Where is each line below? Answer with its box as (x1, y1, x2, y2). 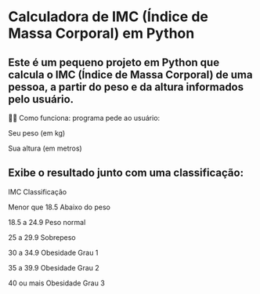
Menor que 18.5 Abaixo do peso (8, 202, 111, 212)
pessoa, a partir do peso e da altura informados (8, 80, 244, 93)
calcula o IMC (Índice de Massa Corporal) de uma (8, 67, 253, 82)
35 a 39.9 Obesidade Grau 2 (8, 263, 99, 272)
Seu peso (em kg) (8, 129, 66, 137)
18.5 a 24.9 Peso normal (8, 217, 86, 227)
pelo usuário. (8, 93, 74, 106)
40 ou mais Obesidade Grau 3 (8, 278, 106, 288)
